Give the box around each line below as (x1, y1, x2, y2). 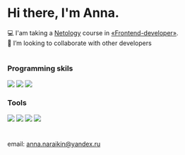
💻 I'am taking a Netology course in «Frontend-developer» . (7, 28, 179, 37)
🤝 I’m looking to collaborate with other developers (7, 39, 152, 47)
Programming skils (7, 63, 73, 73)
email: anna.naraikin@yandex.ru (7, 139, 101, 148)
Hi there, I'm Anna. (7, 5, 119, 21)
